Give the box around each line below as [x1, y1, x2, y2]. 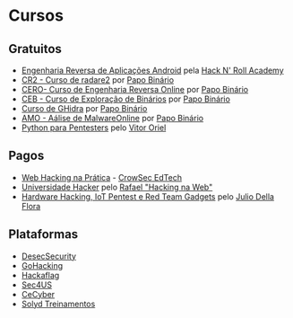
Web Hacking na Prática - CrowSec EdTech [21, 172, 183, 182]
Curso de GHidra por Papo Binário [21, 103, 148, 113]
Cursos [8, 5, 65, 26]
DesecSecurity [21, 251, 77, 261]
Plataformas [8, 226, 79, 243]
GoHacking [21, 260, 64, 270]
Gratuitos [8, 41, 62, 57]
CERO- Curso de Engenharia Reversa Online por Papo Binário [21, 84, 248, 94]
